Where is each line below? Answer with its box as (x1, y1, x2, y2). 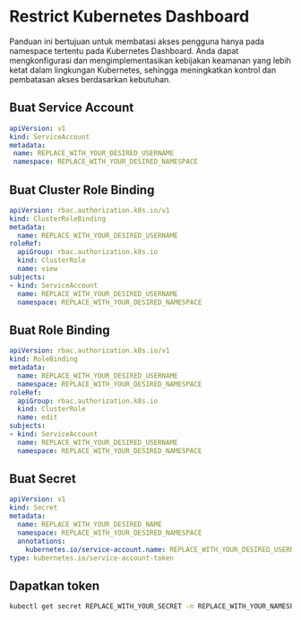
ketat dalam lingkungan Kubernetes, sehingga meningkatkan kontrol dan (9, 65, 277, 75)
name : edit (17, 413, 58, 423)
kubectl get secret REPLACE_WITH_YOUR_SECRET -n (9, 602, 194, 611)
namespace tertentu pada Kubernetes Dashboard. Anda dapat (9, 45, 239, 56)
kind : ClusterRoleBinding (9, 214, 106, 223)
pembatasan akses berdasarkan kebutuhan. (9, 74, 172, 84)
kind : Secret (9, 503, 58, 512)
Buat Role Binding (9, 322, 110, 337)
